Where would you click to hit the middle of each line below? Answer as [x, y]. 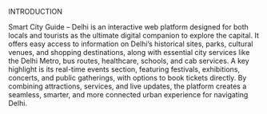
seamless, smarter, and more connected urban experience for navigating [128, 94]
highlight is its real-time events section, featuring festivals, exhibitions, [124, 69]
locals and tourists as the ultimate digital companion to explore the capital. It [134, 35]
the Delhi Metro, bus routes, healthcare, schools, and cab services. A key [129, 61]
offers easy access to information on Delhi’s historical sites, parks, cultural [131, 44]
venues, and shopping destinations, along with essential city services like [129, 52]
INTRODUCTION [35, 12]
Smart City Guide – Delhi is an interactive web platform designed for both [129, 27]
